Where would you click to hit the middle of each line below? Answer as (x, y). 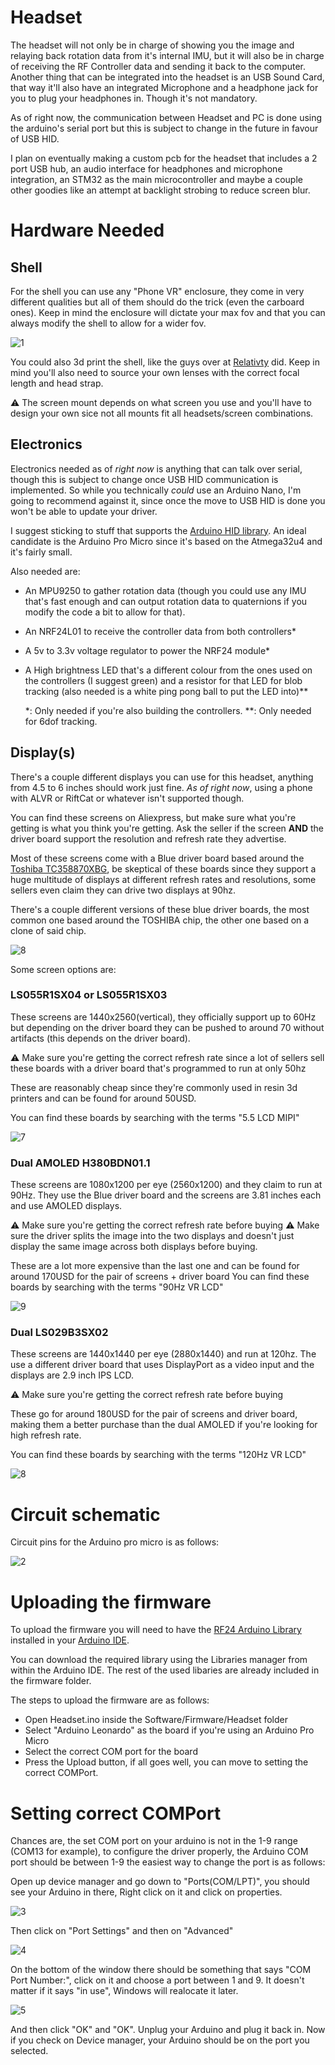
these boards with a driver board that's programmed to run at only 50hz (158, 1068)
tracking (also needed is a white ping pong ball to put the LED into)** (166, 691)
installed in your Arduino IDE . (70, 1640)
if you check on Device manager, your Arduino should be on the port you (160, 2040)
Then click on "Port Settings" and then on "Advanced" (122, 1931)
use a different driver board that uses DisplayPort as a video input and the (162, 1365)
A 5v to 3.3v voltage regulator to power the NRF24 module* (147, 650)
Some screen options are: (63, 969)
